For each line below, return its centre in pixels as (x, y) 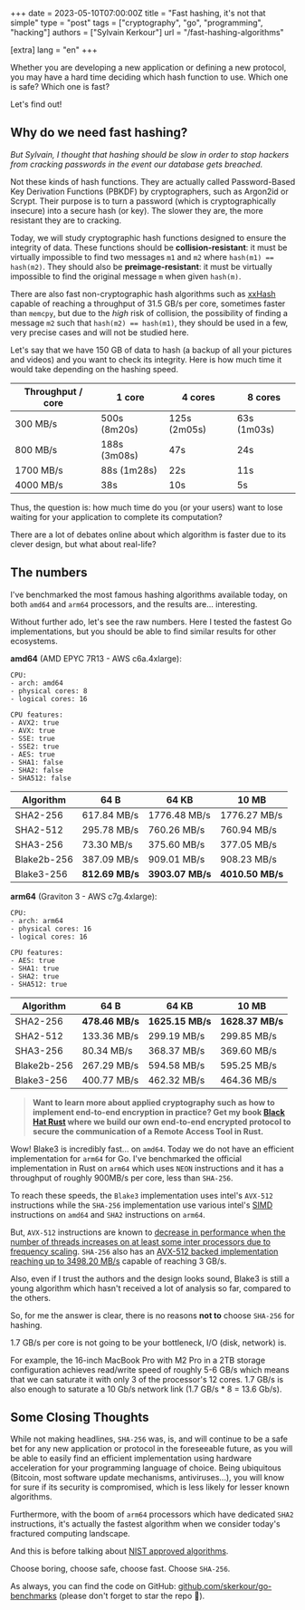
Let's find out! (36, 104)
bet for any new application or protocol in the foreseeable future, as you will (152, 1449)
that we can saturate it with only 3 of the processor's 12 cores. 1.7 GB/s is (147, 1379)
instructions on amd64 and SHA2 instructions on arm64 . (108, 1214)
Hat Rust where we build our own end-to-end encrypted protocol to (162, 1122)
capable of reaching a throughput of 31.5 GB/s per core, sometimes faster (148, 304)
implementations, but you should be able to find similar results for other (143, 631)
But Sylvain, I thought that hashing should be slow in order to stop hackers (150, 154)
